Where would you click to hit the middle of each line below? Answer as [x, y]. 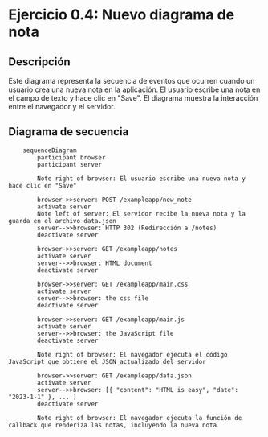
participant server [70, 164]
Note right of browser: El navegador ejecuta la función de [140, 418]
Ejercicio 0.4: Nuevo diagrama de [122, 15]
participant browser [71, 157]
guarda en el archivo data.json [62, 221]
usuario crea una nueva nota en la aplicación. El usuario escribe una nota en [134, 89]
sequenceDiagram [50, 150]
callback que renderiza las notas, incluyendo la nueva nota [113, 425]
